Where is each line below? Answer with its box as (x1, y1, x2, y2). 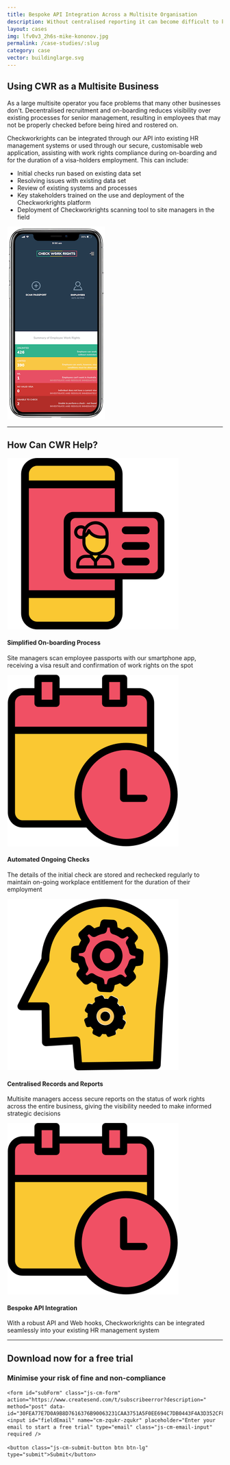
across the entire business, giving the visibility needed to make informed (7, 1102, 212, 1111)
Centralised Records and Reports (7, 1080, 104, 1088)
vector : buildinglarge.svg (7, 55, 84, 62)
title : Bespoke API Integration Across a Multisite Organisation (7, 11, 197, 18)
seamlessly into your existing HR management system (7, 1327, 159, 1335)
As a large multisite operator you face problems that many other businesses (7, 99, 221, 107)
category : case (7, 47, 51, 54)
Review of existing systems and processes (16, 184, 138, 192)
